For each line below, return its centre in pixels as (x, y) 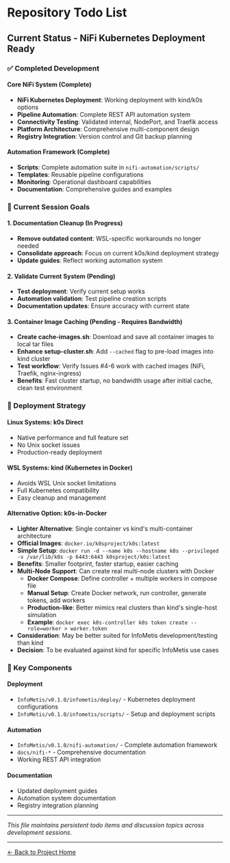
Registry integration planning (58, 805)
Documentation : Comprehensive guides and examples (94, 189)
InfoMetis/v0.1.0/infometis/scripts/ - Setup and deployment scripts (116, 714)
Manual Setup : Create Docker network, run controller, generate (117, 592)
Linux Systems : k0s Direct (45, 422)
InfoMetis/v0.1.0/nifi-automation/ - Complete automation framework (117, 745)
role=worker (44, 629)
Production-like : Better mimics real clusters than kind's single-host (122, 607)
